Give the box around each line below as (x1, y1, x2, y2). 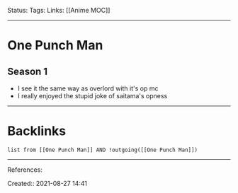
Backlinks (7, 123, 67, 139)
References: (7, 165, 42, 174)
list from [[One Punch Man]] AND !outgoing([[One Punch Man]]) (7, 146, 198, 153)
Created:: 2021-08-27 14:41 (7, 179, 87, 187)
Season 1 (7, 65, 48, 77)
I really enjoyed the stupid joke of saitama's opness (17, 92, 168, 100)
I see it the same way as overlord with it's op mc (17, 84, 159, 93)
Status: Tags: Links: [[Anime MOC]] (7, 6, 110, 14)
